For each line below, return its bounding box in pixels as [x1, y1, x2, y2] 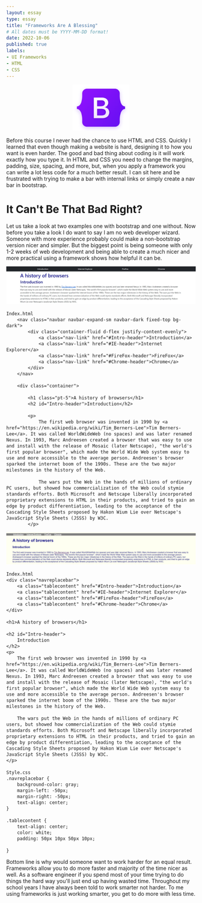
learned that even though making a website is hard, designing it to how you [6, 143, 192, 150]
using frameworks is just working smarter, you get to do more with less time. [6, 890, 195, 897]
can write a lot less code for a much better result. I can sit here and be [6, 169, 180, 176]
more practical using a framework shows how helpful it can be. [6, 254, 162, 262]
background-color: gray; [17, 782, 79, 788]
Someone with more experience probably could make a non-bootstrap [6, 235, 180, 243]
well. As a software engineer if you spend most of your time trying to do [6, 871, 185, 878]
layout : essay [6, 10, 42, 16]
